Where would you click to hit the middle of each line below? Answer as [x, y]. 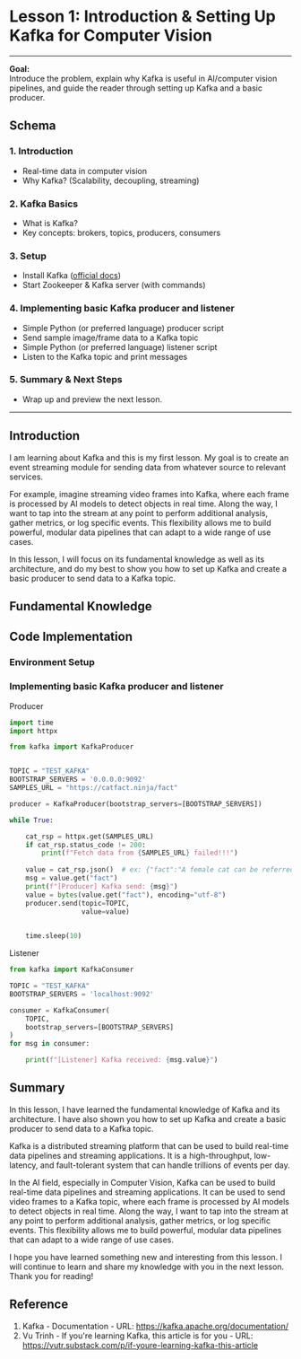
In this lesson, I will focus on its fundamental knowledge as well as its [137, 559]
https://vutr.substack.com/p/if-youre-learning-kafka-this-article [140, 1345]
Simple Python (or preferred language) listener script [120, 346]
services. [26, 477]
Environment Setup [52, 662]
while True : [31, 820]
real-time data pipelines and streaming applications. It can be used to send [147, 1192]
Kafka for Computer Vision [111, 35]
